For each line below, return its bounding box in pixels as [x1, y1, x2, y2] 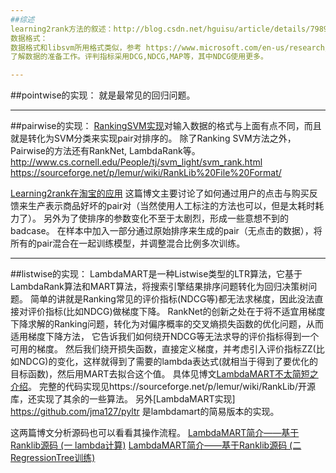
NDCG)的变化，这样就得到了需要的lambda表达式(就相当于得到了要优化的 [18, 356, 319, 368]
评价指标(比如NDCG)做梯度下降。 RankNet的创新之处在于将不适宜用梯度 [27, 306, 326, 318]
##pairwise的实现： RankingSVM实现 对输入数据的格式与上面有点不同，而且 [10, 120, 322, 132]
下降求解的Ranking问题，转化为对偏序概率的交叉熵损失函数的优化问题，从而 [10, 318, 325, 330]
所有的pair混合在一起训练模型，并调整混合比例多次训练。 [10, 237, 246, 250]
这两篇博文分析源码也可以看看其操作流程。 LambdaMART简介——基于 [10, 427, 300, 439]
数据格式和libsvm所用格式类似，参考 [10, 42, 142, 53]
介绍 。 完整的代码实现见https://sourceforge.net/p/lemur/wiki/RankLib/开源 [10, 381, 316, 393]
